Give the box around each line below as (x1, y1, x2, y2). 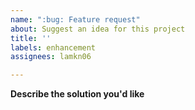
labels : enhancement (10, 42, 97, 53)
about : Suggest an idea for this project (10, 24, 186, 34)
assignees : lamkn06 (10, 52, 92, 62)
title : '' (10, 33, 52, 43)
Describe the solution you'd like (10, 88, 145, 100)
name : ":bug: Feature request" (10, 14, 141, 25)
